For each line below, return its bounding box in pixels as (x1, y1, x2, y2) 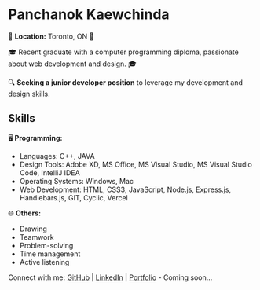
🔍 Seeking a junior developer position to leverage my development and (8, 77, 244, 87)
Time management (19, 249, 81, 259)
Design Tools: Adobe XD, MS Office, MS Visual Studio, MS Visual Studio (19, 160, 253, 169)
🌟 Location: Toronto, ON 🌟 (8, 31, 94, 41)
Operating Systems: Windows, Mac (19, 176, 134, 185)
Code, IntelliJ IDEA (19, 167, 80, 178)
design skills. (8, 89, 50, 98)
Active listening (19, 257, 70, 266)
